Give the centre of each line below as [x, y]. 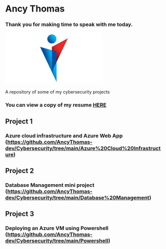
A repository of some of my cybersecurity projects [58, 92]
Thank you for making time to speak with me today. [69, 25]
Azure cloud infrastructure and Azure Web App [64, 135]
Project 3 [20, 214]
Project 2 [20, 171]
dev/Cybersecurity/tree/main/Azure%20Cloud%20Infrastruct [83, 148]
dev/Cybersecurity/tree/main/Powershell [57, 241]
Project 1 [19, 121]
